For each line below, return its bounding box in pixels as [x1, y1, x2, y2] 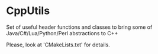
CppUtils [6, 4, 50, 18]
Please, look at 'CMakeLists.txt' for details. [6, 41, 111, 48]
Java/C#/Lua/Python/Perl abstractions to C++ [6, 29, 118, 36]
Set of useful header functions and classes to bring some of [6, 23, 153, 31]
